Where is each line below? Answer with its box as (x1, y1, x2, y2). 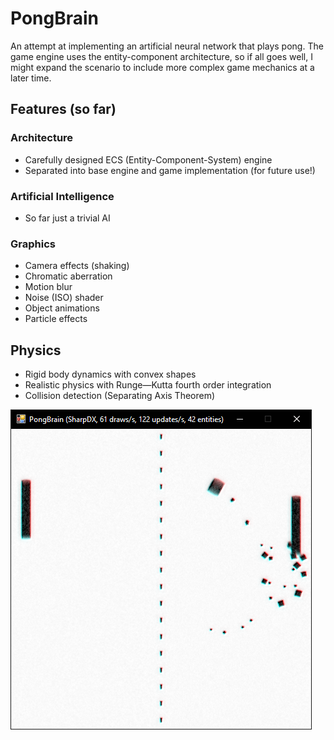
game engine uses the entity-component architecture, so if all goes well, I (10, 50, 313, 62)
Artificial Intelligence (10, 189, 115, 203)
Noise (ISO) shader (24, 292, 104, 304)
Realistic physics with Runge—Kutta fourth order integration (24, 379, 272, 391)
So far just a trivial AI (24, 212, 111, 224)
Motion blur (24, 281, 73, 293)
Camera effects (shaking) (24, 260, 130, 272)
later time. (10, 72, 52, 84)
